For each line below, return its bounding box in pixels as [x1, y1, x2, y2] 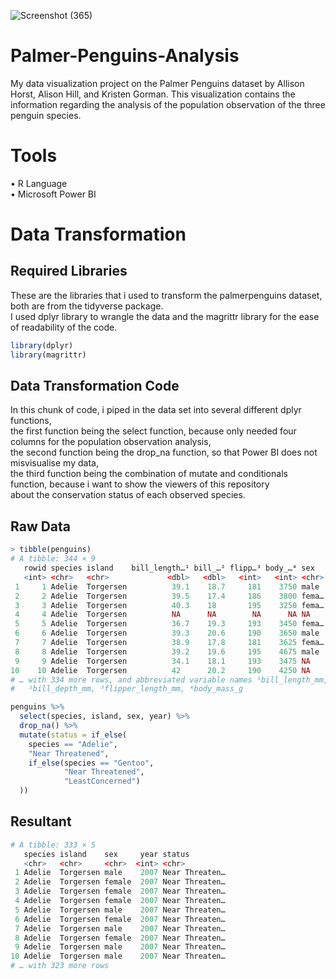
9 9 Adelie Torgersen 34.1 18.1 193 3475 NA [14, 656, 311, 666]
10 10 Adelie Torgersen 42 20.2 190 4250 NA [10, 665, 311, 675]
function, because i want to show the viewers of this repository [10, 478, 270, 490]
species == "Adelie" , [28, 739, 118, 749]
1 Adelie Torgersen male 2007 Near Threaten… [14, 868, 226, 878]
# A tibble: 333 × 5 [10, 840, 97, 850]
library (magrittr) [10, 350, 87, 360]
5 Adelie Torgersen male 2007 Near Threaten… [14, 905, 226, 915]
